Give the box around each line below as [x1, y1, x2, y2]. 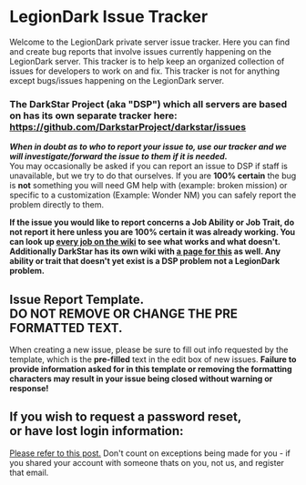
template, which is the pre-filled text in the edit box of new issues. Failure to [9, 354, 297, 365]
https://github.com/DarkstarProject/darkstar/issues [9, 120, 247, 133]
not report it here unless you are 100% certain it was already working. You [9, 227, 296, 237]
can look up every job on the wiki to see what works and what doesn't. [9, 237, 280, 248]
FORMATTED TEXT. [9, 320, 123, 336]
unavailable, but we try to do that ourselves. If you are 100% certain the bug [9, 170, 297, 181]
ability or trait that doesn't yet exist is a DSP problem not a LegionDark [9, 256, 280, 267]
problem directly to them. [9, 199, 105, 210]
